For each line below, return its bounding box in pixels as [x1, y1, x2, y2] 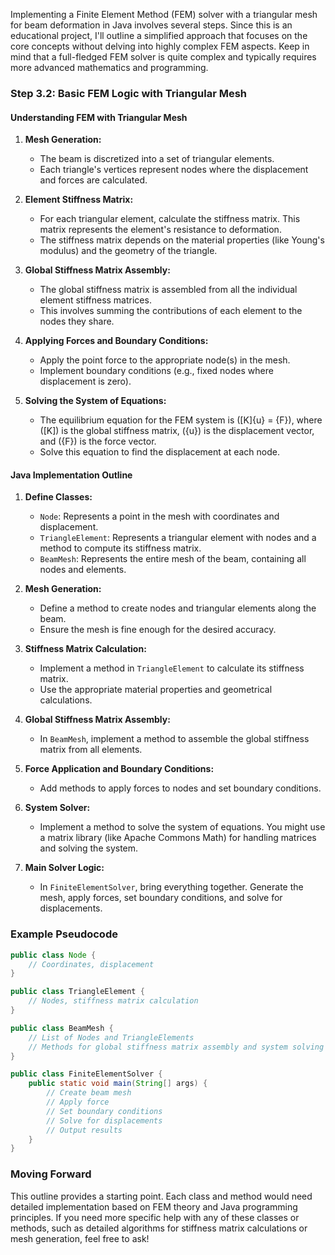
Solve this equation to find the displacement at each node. [39, 446, 280, 458]
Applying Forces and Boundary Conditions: [24, 335, 209, 347]
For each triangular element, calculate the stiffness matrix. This [39, 213, 301, 225]
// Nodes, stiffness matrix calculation [28, 996, 199, 1006]
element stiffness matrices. [39, 294, 152, 306]
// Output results [46, 1125, 123, 1135]
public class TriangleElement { [10, 987, 145, 997]
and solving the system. [39, 842, 139, 854]
